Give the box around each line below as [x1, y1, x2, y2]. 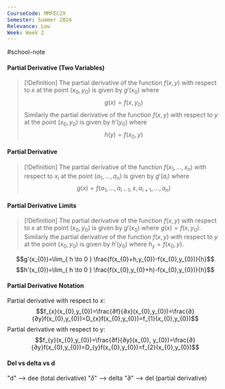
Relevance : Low [7, 23, 51, 29]
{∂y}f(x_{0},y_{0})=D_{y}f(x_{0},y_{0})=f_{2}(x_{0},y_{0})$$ [31, 343, 200, 351]
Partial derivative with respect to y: [7, 325, 106, 334]
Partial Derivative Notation [7, 281, 84, 290]
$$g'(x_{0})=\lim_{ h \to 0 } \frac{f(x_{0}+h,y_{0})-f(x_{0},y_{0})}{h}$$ [16, 255, 215, 264]
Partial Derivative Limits [7, 201, 77, 210]
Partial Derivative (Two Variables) [7, 63, 105, 72]
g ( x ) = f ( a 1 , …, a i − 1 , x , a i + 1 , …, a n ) [76, 184, 171, 194]
